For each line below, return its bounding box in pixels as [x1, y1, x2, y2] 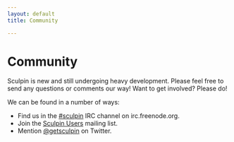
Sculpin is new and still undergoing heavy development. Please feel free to [7, 77, 224, 85]
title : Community [7, 17, 58, 24]
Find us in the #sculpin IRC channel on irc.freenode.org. [17, 112, 180, 120]
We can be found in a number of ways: [7, 98, 120, 107]
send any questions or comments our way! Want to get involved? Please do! [7, 84, 228, 93]
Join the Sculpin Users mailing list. [17, 119, 118, 128]
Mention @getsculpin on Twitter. [17, 126, 112, 135]
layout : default [7, 10, 55, 18]
